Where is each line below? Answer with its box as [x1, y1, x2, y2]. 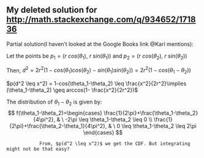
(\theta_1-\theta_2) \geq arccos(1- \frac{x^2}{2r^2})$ [6, 86, 138, 94]
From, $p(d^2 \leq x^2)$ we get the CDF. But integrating [39, 140, 191, 146]
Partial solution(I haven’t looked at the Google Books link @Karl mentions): [6, 40, 194, 48]
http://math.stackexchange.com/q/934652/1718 [6, 15, 196, 25]
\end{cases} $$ [83, 129, 123, 136]
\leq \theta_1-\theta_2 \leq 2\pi [121, 122, 197, 129]
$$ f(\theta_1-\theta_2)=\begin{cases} [7, 109, 103, 116]
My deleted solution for [6, 5, 97, 15]
